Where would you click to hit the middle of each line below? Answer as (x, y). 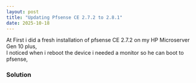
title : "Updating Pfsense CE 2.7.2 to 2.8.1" (64, 17)
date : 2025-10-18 (28, 23)
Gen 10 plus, (22, 46)
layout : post (23, 12)
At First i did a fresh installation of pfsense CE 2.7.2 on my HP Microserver (98, 40)
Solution (19, 75)
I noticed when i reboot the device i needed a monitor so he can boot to (95, 53)
